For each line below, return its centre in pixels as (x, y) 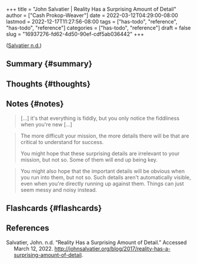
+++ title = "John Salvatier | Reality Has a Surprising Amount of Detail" (91, 9)
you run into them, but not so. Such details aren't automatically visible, (106, 177)
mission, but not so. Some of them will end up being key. (89, 159)
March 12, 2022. (34, 248)
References (28, 228)
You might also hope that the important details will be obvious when (103, 171)
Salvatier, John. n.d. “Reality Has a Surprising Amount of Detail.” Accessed (96, 242)
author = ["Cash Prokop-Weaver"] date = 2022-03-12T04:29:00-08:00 (92, 15)
